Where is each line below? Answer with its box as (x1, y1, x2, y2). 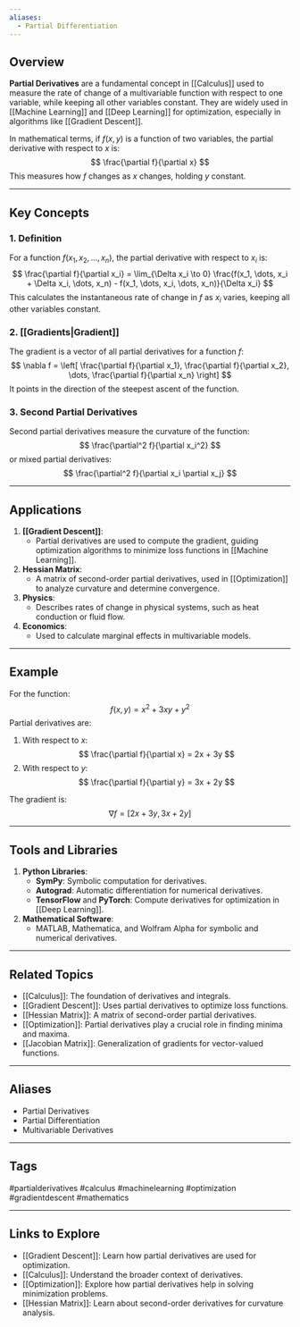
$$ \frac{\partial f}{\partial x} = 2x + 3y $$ (79, 749, 235, 760)
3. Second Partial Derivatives (9, 406, 138, 418)
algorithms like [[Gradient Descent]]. (9, 116, 144, 127)
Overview (9, 55, 65, 70)
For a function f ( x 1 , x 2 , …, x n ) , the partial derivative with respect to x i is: (9, 252, 268, 265)
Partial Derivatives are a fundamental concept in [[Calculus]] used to (9, 78, 265, 89)
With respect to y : (21, 763, 88, 774)
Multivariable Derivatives (21, 1124, 114, 1135)
